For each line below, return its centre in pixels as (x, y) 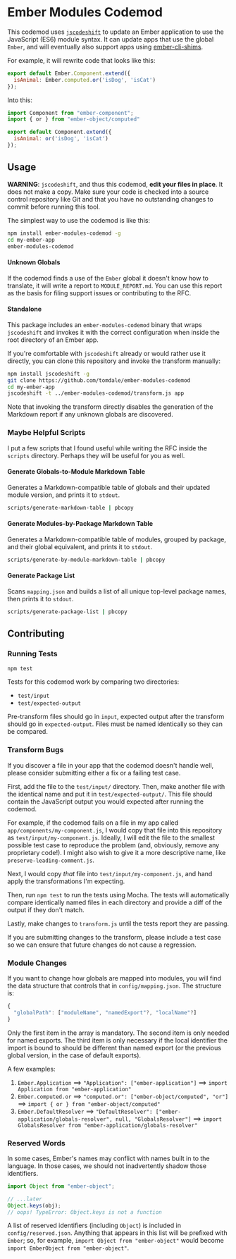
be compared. (27, 732)
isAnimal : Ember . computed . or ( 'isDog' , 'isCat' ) (85, 80)
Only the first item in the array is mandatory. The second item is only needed (118, 1033)
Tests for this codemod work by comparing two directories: (93, 682)
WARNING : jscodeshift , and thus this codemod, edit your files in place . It (115, 184)
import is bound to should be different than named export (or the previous (114, 1048)
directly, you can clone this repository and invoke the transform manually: (114, 361)
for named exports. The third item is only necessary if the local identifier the (117, 1040)
